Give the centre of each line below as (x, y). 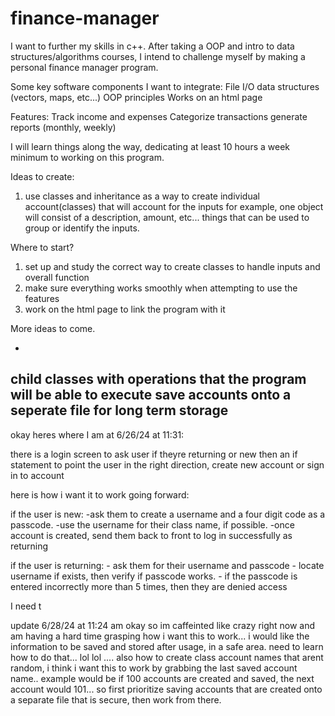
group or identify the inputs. (82, 228)
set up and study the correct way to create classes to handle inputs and (172, 266)
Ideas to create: (42, 176)
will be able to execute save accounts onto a (151, 395)
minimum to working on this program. (87, 157)
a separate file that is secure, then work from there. (116, 699)
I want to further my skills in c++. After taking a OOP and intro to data (152, 46)
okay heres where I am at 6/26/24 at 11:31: (97, 434)
